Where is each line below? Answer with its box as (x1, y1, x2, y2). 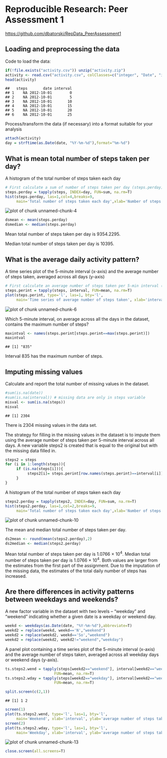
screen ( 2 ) (5, 721, 26, 726)
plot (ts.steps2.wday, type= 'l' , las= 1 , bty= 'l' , (5, 726, 108, 731)
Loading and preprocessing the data (5, 45, 120, 53)
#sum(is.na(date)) (5, 390, 43, 395)
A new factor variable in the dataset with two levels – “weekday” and (5, 609, 146, 615)
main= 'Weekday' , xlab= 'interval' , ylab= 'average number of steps (16, 730, 155, 735)
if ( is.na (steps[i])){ (16, 467, 64, 472)
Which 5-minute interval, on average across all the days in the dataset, (5, 316, 150, 322)
